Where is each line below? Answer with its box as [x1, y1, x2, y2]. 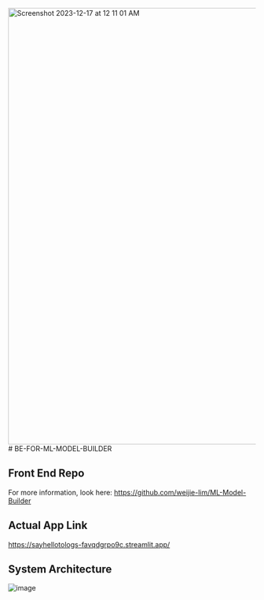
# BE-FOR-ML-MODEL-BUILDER [8, 444, 112, 453]
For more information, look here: [8, 487, 112, 497]
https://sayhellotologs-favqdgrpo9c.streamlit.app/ [8, 539, 170, 549]
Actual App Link [8, 519, 88, 532]
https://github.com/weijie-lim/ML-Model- [113, 487, 247, 497]
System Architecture [8, 563, 112, 576]
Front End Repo [8, 467, 85, 480]
